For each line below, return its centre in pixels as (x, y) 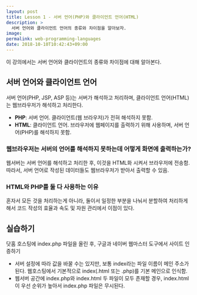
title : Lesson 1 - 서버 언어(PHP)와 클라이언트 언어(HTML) (73, 17)
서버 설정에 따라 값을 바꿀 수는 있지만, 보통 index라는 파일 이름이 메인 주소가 (102, 264)
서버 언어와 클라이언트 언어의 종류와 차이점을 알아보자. (69, 28)
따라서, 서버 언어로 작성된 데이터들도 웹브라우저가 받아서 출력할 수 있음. (88, 170)
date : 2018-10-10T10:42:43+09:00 (47, 45)
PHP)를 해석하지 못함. (46, 132)
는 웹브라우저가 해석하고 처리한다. (45, 105)
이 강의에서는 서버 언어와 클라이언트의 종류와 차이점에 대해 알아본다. (84, 62)
